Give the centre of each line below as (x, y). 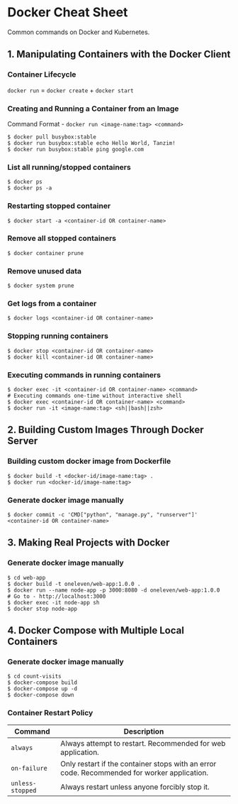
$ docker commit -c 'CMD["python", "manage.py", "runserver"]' (103, 515)
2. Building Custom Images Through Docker (106, 430)
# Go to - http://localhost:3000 (57, 596)
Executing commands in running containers (84, 375)
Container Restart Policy (50, 713)
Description (144, 731)
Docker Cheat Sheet (68, 12)
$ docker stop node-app (42, 609)
